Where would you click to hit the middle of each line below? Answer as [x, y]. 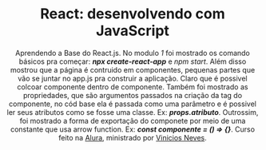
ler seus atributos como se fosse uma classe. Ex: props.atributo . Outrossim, [133, 112]
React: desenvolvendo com [133, 14]
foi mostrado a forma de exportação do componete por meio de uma [133, 120]
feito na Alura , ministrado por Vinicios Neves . [133, 137]
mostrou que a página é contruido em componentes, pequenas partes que [133, 69]
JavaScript [133, 31]
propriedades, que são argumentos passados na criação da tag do [133, 95]
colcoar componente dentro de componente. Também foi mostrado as [133, 87]
